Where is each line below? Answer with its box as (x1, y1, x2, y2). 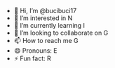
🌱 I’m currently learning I (13, 22, 86, 29)
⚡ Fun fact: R (13, 54, 51, 62)
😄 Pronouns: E (13, 46, 57, 55)
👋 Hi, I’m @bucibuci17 (13, 7, 77, 15)
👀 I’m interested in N (13, 14, 73, 22)
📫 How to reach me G (13, 37, 79, 44)
